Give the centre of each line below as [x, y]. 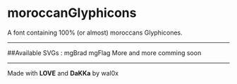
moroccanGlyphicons [72, 13]
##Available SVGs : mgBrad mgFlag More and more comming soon [104, 53]
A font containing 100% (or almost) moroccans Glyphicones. [95, 32]
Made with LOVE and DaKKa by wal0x [63, 73]
